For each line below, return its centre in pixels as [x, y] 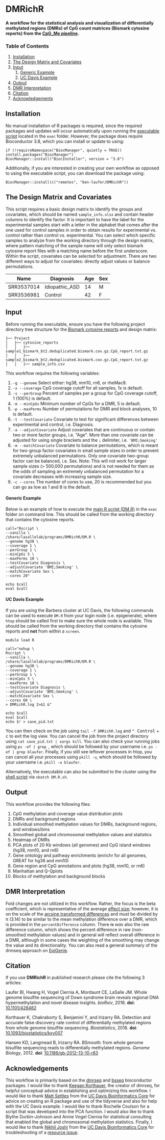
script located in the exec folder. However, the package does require [74, 136]
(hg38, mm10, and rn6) [36, 850]
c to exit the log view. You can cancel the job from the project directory [77, 736]
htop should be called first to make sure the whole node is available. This [79, 621]
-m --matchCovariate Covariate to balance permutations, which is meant [85, 445]
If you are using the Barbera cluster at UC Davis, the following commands [80, 610]
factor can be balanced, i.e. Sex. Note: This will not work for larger [80, 461]
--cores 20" [18, 576]
